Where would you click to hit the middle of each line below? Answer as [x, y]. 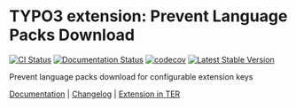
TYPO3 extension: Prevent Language [148, 16]
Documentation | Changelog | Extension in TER [95, 94]
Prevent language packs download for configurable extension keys [131, 76]
